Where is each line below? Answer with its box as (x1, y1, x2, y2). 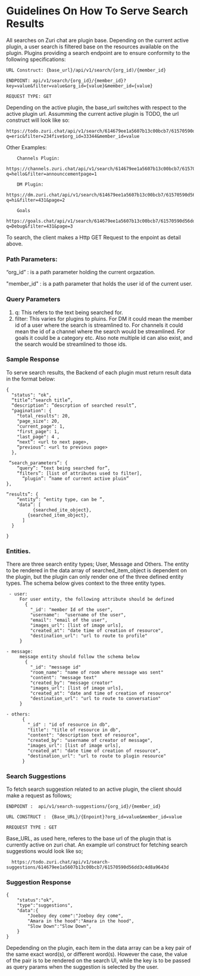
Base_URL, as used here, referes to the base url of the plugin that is (6, 835, 171, 842)
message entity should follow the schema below (19, 654, 140, 660)
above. (6, 240, 23, 247)
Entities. (6, 547, 31, 555)
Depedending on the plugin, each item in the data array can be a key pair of (6, 944, 192, 951)
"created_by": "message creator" (30, 680, 113, 686)
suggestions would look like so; (6, 848, 83, 855)
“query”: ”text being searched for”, (17, 465, 111, 471)
